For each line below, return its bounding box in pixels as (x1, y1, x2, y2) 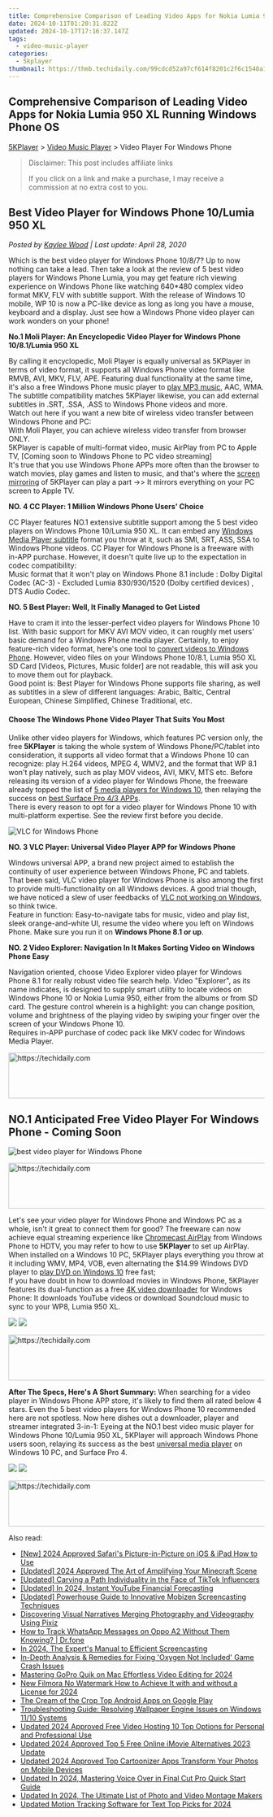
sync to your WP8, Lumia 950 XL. (8, 1302, 120, 1312)
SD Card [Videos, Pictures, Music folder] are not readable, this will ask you (8, 661, 258, 671)
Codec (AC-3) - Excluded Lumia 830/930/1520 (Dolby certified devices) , (8, 578, 254, 588)
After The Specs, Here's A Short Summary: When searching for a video (8, 1388, 251, 1397)
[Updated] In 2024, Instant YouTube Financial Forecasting (19, 1584, 214, 1593)
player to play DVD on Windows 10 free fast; (8, 1267, 156, 1277)
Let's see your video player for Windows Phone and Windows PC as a (8, 1215, 242, 1225)
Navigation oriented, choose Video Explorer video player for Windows (8, 967, 242, 977)
